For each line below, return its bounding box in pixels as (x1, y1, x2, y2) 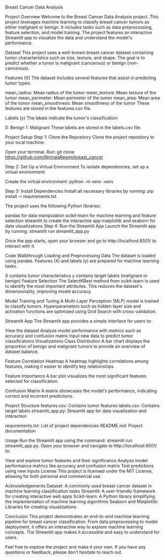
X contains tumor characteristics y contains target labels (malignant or (5, 273, 148, 279)
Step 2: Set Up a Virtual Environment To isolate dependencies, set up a (5, 164, 149, 169)
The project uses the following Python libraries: (5, 203, 101, 209)
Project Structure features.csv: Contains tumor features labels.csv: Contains (5, 402, 160, 408)
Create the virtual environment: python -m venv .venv (5, 179, 114, 184)
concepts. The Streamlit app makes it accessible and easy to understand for (5, 529, 160, 535)
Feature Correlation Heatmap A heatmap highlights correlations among (5, 358, 149, 364)
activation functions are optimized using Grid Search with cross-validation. (5, 309, 157, 314)
